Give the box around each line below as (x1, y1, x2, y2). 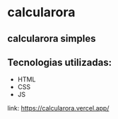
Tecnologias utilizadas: (7, 56, 112, 68)
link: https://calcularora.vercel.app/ (7, 104, 110, 113)
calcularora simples (7, 33, 96, 45)
